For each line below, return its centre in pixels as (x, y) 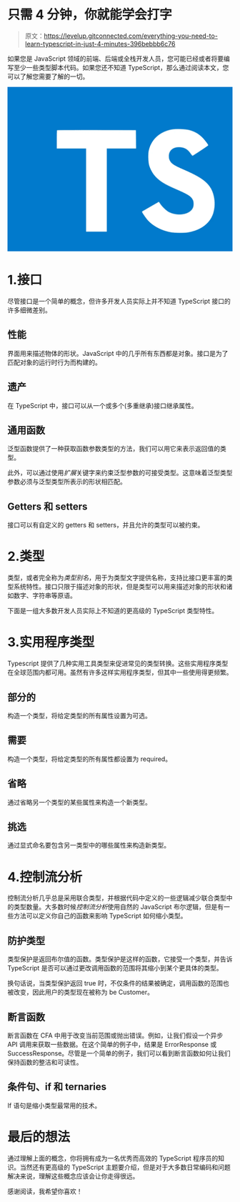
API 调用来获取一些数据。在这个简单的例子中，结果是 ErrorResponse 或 (112, 1044)
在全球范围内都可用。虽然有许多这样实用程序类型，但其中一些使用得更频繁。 (120, 672)
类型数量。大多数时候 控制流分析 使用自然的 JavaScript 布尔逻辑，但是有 (119, 907)
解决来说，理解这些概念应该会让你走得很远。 (73, 1176)
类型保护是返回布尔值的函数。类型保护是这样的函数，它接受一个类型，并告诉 (120, 959)
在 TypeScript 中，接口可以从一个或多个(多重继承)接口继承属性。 (102, 405)
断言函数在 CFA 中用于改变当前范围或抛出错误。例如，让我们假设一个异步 (115, 1035)
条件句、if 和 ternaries (57, 1087)
